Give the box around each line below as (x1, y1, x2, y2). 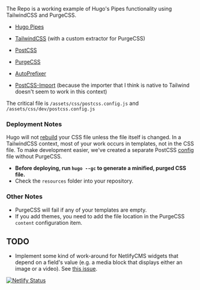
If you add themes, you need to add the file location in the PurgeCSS (14, 212, 185, 219)
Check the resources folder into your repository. (14, 177, 134, 184)
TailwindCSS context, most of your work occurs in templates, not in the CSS (6, 140, 194, 147)
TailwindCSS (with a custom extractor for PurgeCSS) (14, 35, 145, 42)
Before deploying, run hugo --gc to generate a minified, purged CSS (14, 165, 187, 172)
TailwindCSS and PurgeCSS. (6, 11, 77, 19)
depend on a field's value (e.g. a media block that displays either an (14, 259, 183, 266)
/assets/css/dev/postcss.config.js (6, 106, 95, 112)
